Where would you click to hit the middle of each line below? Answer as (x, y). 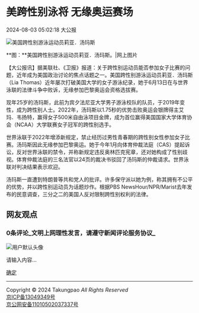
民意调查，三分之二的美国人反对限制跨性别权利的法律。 (84, 194)
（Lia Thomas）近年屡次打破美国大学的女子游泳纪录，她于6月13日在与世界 (97, 82)
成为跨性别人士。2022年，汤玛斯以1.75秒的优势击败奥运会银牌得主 (98, 110)
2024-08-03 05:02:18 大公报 (41, 30)
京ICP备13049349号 (31, 296)
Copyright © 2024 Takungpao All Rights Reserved (67, 290)
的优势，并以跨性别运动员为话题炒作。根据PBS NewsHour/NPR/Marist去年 (97, 187)
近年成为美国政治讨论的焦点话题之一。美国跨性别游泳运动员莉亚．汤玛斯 (105, 75)
